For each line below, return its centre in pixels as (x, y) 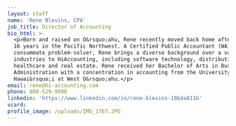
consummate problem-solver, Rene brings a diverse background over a (117, 53)
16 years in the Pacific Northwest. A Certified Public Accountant (114, 46)
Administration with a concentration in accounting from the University (122, 72)
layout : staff (28, 14)
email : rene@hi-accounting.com (53, 85)
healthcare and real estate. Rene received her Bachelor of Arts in (116, 66)
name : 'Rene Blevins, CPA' (47, 20)
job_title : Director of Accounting (59, 27)
